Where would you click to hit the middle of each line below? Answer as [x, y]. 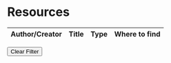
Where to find [137, 34]
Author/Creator [36, 34]
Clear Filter [25, 52]
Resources [39, 12]
